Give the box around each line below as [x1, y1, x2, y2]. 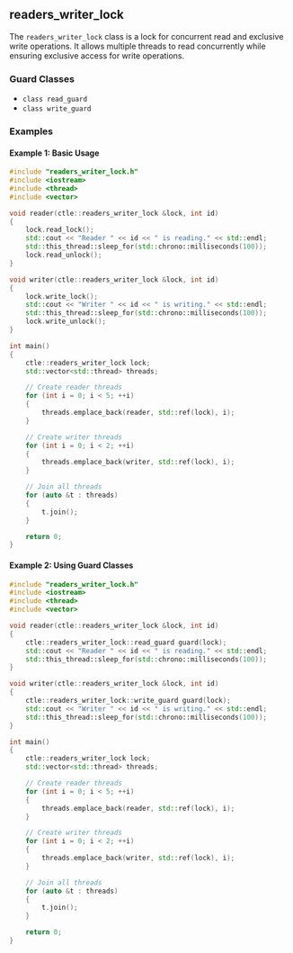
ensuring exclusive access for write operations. [9, 49, 185, 61]
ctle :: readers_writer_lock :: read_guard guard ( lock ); [25, 638, 227, 647]
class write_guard [22, 104, 92, 113]
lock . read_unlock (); [25, 251, 102, 260]
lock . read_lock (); [25, 225, 94, 235]
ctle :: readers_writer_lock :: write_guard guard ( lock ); [25, 697, 231, 706]
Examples [9, 125, 54, 138]
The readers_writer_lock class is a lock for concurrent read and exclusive [9, 31, 284, 41]
